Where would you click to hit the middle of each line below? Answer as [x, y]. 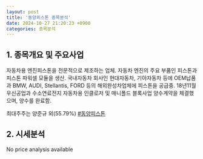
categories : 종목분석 [31, 29]
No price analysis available [40, 149]
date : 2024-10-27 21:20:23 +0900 [48, 23]
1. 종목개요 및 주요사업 [45, 55]
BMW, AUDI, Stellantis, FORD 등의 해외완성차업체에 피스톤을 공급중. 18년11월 [104, 86]
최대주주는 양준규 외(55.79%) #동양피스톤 [56, 114]
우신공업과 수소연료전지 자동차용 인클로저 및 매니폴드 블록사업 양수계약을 [92, 93]
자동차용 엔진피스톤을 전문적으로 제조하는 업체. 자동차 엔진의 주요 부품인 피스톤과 [102, 71]
